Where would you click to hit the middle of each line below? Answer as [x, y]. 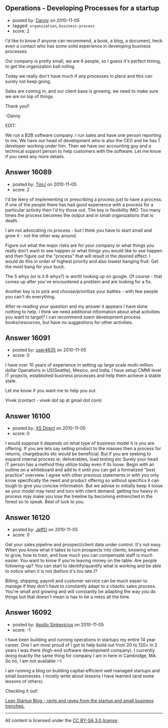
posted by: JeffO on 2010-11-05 [45, 530]
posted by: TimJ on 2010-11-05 [44, 184]
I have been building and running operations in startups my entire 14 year [80, 639]
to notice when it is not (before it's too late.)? [51, 571]
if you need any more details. [35, 156]
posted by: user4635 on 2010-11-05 [49, 350]
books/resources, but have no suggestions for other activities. [69, 322]
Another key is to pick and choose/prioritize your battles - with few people [82, 291]
